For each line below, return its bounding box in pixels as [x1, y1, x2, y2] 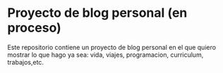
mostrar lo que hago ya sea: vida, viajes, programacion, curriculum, [7, 51, 204, 59]
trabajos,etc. [7, 58, 44, 66]
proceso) [7, 20, 61, 36]
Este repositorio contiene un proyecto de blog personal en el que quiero [7, 43, 217, 51]
